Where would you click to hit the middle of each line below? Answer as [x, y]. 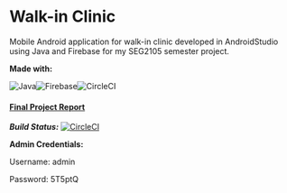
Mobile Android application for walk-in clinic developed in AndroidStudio [144, 41]
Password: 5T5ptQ [44, 179]
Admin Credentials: [46, 144]
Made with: [31, 69]
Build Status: [34, 127]
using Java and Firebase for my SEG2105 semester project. [120, 51]
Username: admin [42, 162]
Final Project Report [47, 106]
